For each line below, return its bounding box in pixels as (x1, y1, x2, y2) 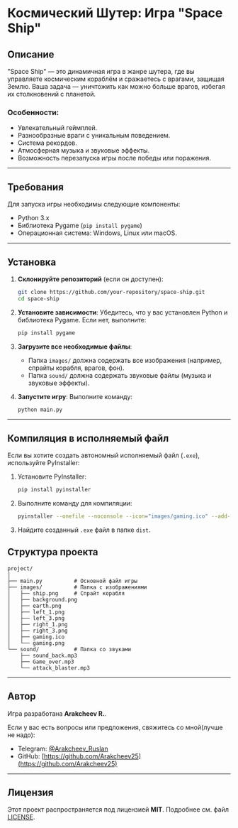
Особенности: (7, 107, 59, 117)
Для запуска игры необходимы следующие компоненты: (7, 200, 181, 209)
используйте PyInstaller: (7, 459, 80, 467)
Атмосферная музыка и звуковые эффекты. (17, 146, 150, 155)
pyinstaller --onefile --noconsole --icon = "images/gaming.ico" (17, 513, 209, 520)
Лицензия (7, 787, 54, 798)
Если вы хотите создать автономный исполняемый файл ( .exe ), (7, 451, 200, 459)
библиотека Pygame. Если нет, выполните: (17, 315, 147, 324)
